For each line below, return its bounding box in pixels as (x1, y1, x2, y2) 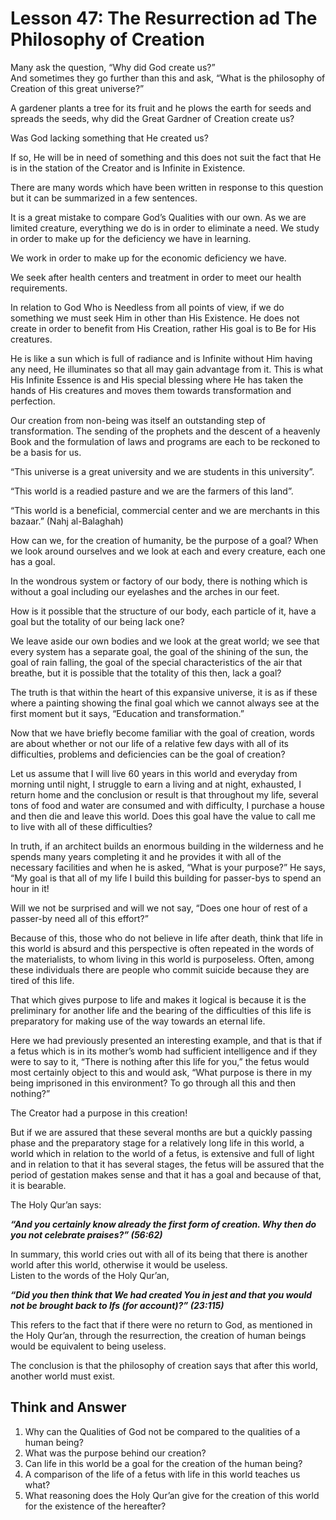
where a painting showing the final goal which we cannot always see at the (10, 697, 320, 709)
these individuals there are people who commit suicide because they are (10, 963, 310, 976)
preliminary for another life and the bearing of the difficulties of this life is (10, 1004, 312, 1016)
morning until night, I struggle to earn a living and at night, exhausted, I (10, 778, 302, 790)
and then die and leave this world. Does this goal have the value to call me (10, 810, 317, 822)
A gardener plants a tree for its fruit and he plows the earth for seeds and (10, 102, 312, 114)
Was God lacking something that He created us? (10, 132, 209, 144)
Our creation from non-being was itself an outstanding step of (10, 414, 266, 426)
